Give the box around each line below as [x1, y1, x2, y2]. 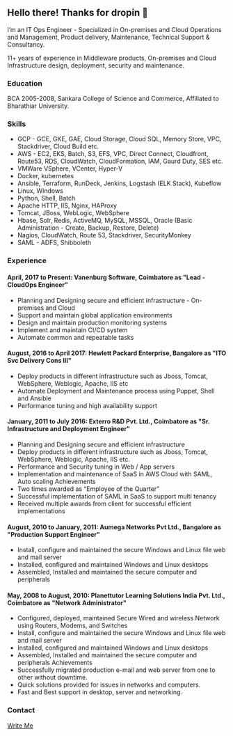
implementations [17, 506, 65, 515]
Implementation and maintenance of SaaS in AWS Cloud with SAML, [17, 469, 213, 478]
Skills [7, 119, 26, 129]
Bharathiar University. [7, 102, 70, 110]
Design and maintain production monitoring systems [17, 318, 168, 327]
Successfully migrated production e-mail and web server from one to [17, 666, 216, 674]
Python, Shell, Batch [17, 194, 76, 203]
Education [7, 78, 43, 88]
